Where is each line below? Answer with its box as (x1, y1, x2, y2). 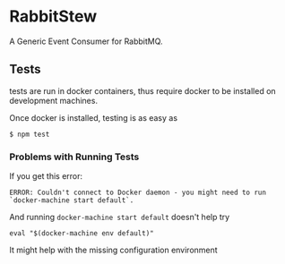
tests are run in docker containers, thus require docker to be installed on (9, 85, 276, 96)
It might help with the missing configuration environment (9, 244, 218, 256)
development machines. (9, 95, 99, 106)
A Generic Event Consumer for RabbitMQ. (9, 36, 163, 47)
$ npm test (9, 130, 50, 139)
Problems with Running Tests (9, 150, 140, 163)
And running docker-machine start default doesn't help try (9, 212, 230, 223)
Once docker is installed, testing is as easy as (9, 112, 177, 123)
